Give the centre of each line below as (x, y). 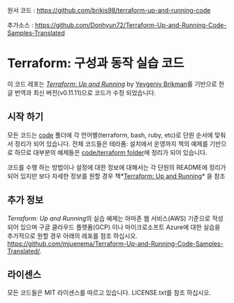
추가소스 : (20, 25)
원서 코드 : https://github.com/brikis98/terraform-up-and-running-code (109, 10)
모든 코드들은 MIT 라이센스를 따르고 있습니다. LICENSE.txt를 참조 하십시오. (109, 293)
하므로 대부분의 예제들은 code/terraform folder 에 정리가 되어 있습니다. (111, 152)
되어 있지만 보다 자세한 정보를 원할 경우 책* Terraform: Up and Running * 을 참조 (116, 176)
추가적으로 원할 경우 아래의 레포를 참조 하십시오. (73, 235)
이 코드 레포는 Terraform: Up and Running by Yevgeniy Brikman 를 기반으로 (112, 84)
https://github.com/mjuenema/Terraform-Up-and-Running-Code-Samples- (115, 244)
